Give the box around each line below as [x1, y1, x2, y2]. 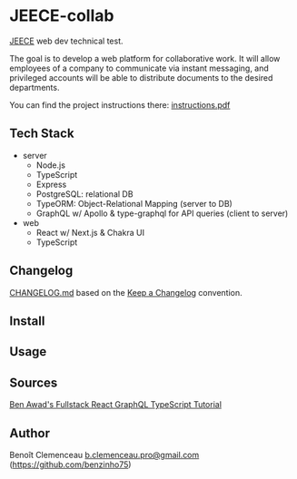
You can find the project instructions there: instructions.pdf [9, 99, 231, 110]
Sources [9, 375, 58, 390]
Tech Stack [9, 126, 74, 142]
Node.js [35, 160, 66, 171]
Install [9, 313, 45, 328]
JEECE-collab [9, 5, 114, 26]
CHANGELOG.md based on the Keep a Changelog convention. [9, 287, 243, 298]
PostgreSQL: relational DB [35, 188, 134, 200]
